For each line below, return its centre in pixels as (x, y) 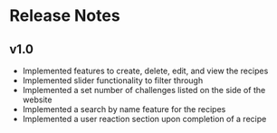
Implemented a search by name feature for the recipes (124, 109)
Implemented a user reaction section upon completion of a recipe (144, 119)
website (37, 100)
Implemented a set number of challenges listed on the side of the (144, 90)
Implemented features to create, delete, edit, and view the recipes (145, 71)
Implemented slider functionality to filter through (113, 81)
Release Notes (65, 16)
